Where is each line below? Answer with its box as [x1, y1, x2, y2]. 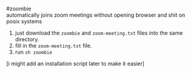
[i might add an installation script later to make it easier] [6, 60, 145, 67]
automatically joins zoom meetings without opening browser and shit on [6, 11, 186, 19]
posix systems [6, 18, 42, 25]
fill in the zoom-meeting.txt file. [15, 42, 92, 49]
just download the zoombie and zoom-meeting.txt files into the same [15, 29, 183, 36]
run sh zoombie [15, 48, 53, 56]
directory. [15, 36, 39, 42]
